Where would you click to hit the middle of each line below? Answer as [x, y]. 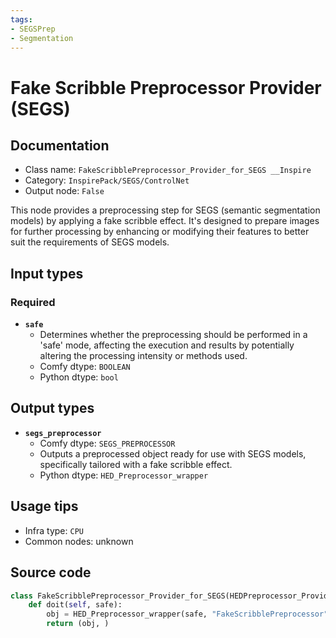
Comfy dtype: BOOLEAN [85, 367]
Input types [47, 273]
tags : [21, 19]
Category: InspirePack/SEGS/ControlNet [107, 180]
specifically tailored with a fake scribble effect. [136, 464]
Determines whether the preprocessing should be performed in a [173, 335]
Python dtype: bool [79, 377]
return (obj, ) [78, 624]
